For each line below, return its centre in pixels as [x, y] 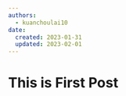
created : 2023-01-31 [49, 37]
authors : [22, 15]
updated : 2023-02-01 [49, 44]
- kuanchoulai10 [41, 23]
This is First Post [63, 83]
